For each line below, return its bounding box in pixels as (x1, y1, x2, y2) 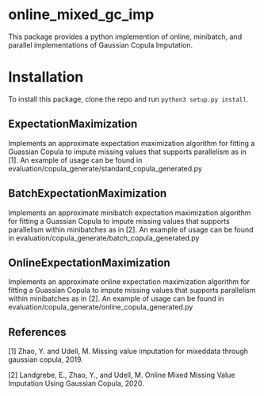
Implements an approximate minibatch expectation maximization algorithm (8, 208, 251, 217)
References (8, 325, 67, 339)
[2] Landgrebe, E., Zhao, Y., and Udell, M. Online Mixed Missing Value (8, 371, 235, 380)
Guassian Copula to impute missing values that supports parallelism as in (8, 147, 247, 156)
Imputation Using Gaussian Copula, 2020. (8, 379, 144, 388)
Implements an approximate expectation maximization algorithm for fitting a (8, 138, 255, 148)
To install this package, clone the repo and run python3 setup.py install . (8, 94, 249, 104)
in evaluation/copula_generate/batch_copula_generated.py (8, 233, 200, 243)
